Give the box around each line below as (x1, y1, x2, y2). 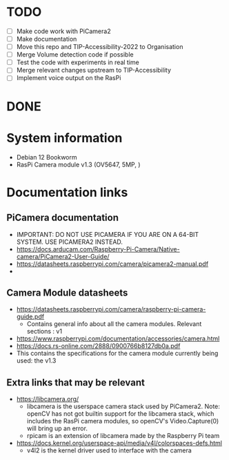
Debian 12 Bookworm (16, 153, 77, 161)
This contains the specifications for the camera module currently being (16, 349, 219, 358)
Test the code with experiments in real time (16, 58, 139, 66)
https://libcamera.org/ (16, 395, 79, 403)
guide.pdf (16, 312, 45, 321)
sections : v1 (26, 327, 63, 336)
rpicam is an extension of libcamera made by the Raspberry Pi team (26, 432, 220, 440)
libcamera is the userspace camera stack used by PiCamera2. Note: (26, 402, 220, 411)
